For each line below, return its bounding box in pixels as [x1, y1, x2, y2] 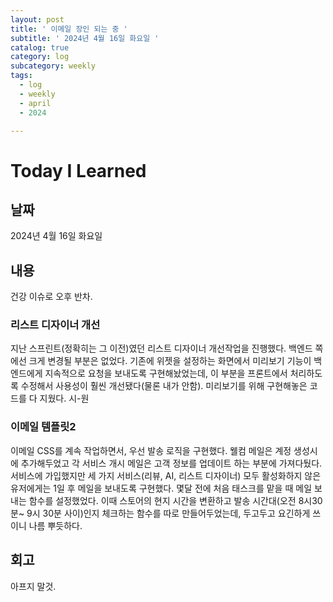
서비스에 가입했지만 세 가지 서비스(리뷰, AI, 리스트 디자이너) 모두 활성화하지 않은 [10, 469, 322, 481]
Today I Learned [10, 159, 147, 182]
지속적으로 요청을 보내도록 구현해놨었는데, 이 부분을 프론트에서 [44, 367, 288, 380]
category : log [10, 52, 70, 62]
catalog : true [10, 42, 70, 53]
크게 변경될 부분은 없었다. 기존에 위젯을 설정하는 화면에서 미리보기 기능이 [28, 355, 312, 367]
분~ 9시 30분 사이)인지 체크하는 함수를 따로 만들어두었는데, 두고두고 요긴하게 [10, 507, 311, 519]
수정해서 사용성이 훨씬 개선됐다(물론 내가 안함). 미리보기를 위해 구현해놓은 [20, 380, 308, 392]
